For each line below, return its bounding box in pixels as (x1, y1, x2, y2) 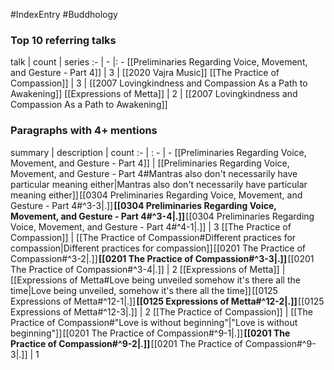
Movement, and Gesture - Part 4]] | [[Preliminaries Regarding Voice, (10, 157, 290, 169)
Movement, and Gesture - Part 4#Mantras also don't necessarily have (10, 167, 298, 179)
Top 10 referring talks (10, 33, 117, 47)
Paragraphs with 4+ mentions (10, 124, 158, 138)
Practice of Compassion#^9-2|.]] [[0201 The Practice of (10, 337, 243, 349)
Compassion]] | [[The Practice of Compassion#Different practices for (10, 231, 297, 243)
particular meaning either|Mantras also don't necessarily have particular (10, 178, 308, 190)
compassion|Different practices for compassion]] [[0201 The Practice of (10, 242, 307, 254)
